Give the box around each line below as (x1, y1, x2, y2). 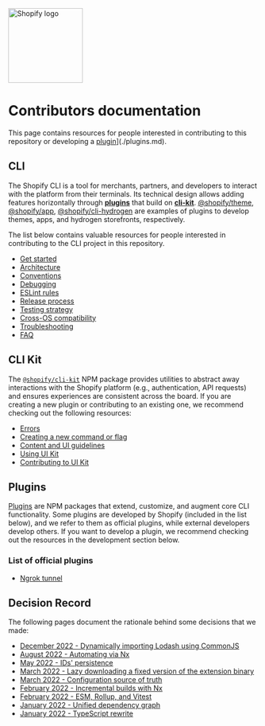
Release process (19, 296, 75, 306)
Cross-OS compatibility (19, 313, 97, 322)
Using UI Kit (19, 449, 60, 459)
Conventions (19, 271, 62, 280)
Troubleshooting (19, 322, 74, 331)
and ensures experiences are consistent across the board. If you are (8, 391, 232, 400)
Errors (19, 423, 40, 433)
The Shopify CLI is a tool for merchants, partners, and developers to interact (8, 181, 258, 190)
